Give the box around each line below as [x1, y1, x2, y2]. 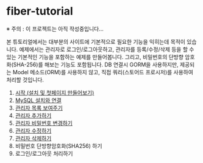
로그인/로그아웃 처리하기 [15, 150, 73, 157]
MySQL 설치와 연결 [15, 96, 62, 104]
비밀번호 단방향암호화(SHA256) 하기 [15, 142, 102, 150]
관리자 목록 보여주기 [15, 104, 63, 111]
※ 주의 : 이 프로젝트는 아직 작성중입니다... [6, 25, 104, 32]
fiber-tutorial [6, 4, 73, 18]
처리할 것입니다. [6, 76, 45, 83]
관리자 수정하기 [15, 127, 52, 134]
